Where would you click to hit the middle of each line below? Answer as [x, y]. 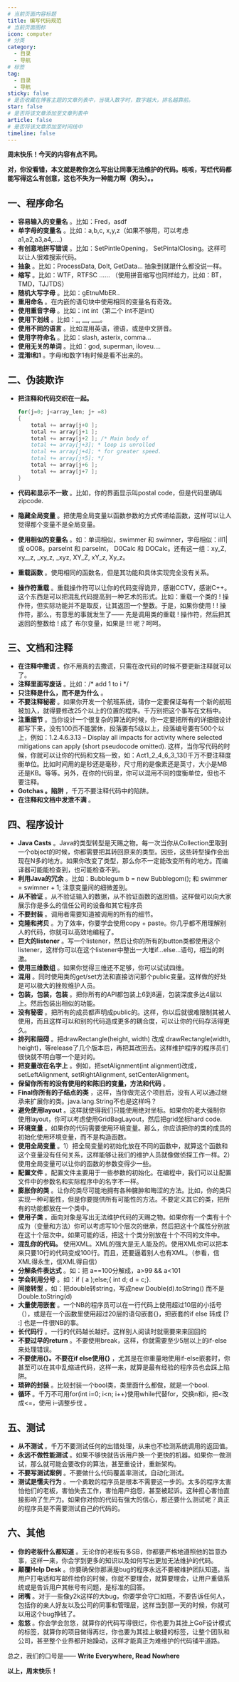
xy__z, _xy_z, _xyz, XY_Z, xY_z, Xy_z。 [73, 557]
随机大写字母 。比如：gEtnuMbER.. [69, 293]
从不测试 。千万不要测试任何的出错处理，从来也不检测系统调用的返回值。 [124, 1446]
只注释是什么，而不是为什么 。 [62, 693]
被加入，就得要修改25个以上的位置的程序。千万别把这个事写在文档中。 [121, 711]
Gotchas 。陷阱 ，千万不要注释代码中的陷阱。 [85, 791]
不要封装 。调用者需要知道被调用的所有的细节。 [87, 914]
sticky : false [28, 93]
